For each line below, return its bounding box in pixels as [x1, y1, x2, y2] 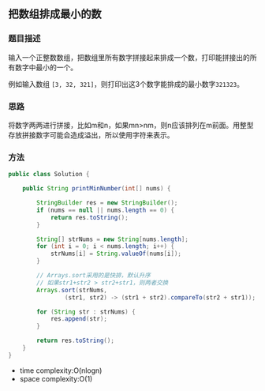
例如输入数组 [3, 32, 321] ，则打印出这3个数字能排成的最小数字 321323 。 [8, 79, 244, 88]
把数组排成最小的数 [8, 7, 102, 21]
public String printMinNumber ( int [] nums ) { [22, 185, 171, 193]
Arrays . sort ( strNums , [36, 286, 108, 294]
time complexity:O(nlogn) [19, 366, 103, 375]
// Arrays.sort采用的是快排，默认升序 [36, 272, 151, 280]
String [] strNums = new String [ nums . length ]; [36, 235, 189, 243]
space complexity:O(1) [19, 374, 93, 383]
